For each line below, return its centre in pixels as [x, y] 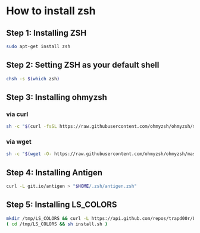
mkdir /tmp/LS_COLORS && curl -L [48, 218]
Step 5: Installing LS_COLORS [62, 205]
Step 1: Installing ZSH [46, 33]
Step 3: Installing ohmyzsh [57, 97]
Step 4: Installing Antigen [54, 173]
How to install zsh [51, 11]
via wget [19, 142]
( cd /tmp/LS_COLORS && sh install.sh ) [57, 224]
